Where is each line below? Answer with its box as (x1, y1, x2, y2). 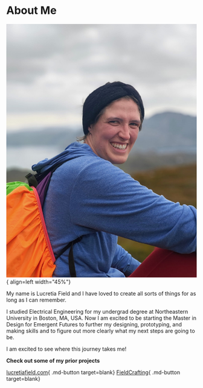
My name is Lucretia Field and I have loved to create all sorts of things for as (6, 290, 196, 297)
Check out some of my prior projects (6, 357, 100, 364)
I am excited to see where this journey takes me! (6, 345, 127, 352)
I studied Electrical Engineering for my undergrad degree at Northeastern (6, 308, 188, 315)
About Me (6, 4, 57, 17)
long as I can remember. (6, 296, 66, 304)
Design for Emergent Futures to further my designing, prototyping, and (6, 320, 182, 328)
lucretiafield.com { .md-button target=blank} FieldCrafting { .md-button (6, 369, 181, 376)
